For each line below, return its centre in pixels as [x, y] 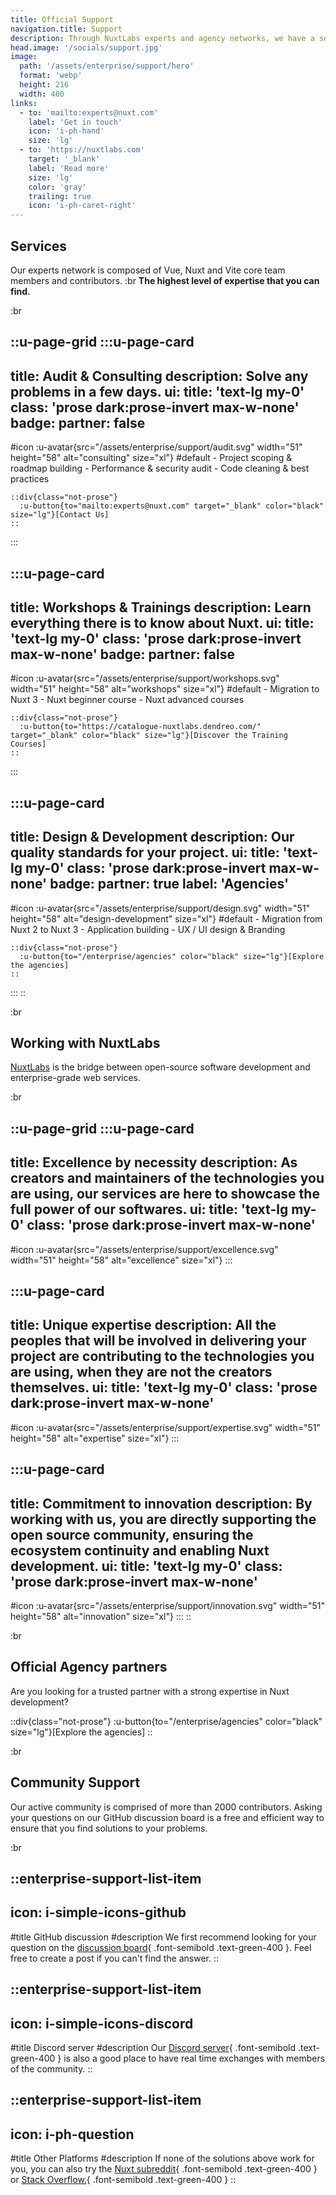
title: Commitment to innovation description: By [161, 1503]
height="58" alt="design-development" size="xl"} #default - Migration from [166, 918]
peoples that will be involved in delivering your [158, 1341]
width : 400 [42, 94]
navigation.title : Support [66, 29]
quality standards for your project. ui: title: [145, 852]
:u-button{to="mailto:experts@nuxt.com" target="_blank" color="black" [172, 506]
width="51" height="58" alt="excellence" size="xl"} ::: [121, 1260]
